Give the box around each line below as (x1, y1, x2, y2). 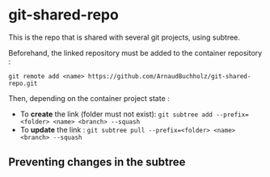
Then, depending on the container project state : (8, 93, 170, 103)
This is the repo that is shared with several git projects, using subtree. (8, 32, 241, 42)
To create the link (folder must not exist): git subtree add (19, 109, 213, 119)
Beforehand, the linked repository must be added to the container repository (8, 48, 263, 57)
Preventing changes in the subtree (8, 155, 186, 169)
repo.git (8, 79, 38, 87)
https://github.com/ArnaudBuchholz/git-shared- (87, 72, 251, 80)
